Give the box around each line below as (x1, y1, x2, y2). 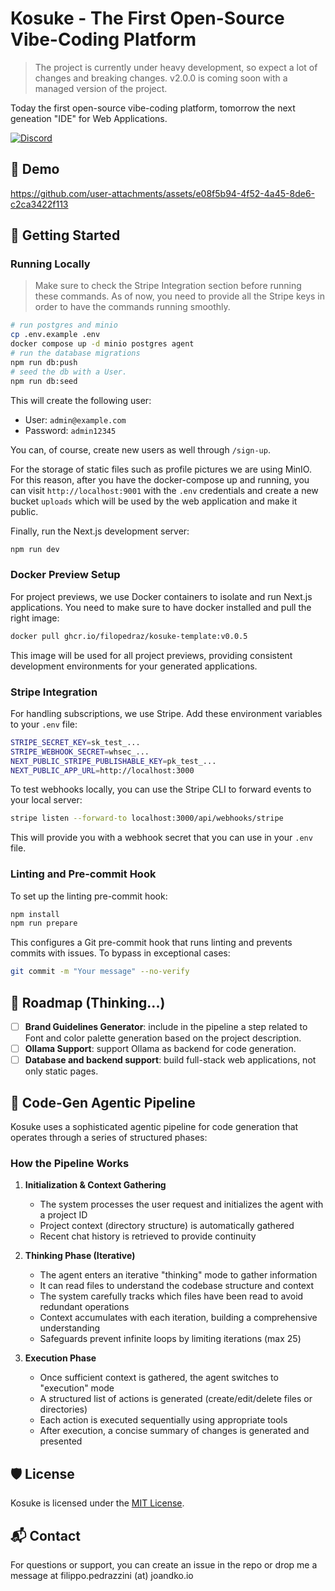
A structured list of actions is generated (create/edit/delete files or (39, 1393, 313, 1405)
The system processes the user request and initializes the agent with (39, 1198, 324, 1211)
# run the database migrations (10, 348, 141, 359)
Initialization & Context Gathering (24, 1179, 167, 1191)
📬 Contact (10, 1527, 81, 1544)
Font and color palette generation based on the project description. (24, 1032, 302, 1044)
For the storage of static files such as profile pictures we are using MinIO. (10, 463, 312, 475)
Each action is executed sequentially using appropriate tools (39, 1414, 288, 1426)
